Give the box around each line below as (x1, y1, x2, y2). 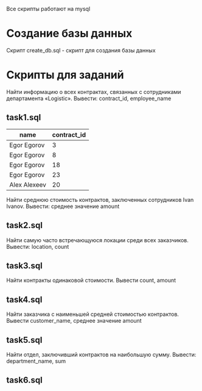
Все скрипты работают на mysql (6, 5, 91, 12)
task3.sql (6, 260, 43, 271)
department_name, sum (6, 357, 66, 365)
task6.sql (6, 375, 43, 386)
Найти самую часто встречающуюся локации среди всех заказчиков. (6, 236, 189, 243)
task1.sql (6, 112, 41, 123)
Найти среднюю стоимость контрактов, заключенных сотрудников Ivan (6, 196, 194, 203)
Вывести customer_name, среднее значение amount (6, 317, 142, 325)
